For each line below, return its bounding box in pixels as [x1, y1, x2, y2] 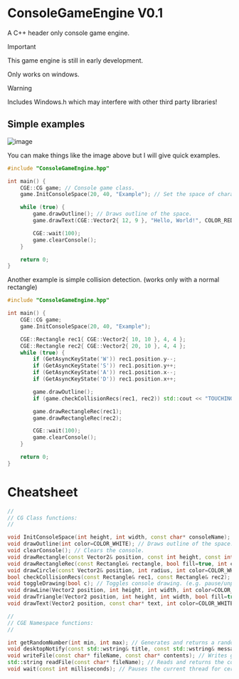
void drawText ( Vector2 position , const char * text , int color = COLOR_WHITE [7, 600, 234, 607]
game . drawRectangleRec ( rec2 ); [33, 415, 122, 422]
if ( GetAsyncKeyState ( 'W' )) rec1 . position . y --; [33, 356, 176, 363]
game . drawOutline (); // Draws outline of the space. [33, 210, 193, 218]
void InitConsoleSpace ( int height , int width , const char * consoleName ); [7, 534, 231, 541]
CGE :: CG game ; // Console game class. [20, 184, 135, 192]
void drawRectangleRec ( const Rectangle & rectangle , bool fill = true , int [7, 560, 228, 567]
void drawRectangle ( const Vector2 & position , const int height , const [7, 554, 221, 561]
